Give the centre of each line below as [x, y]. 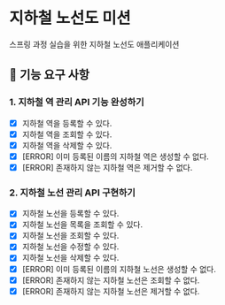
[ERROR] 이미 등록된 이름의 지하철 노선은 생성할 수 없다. [119, 269]
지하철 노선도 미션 [70, 18]
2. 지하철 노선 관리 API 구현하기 [72, 193]
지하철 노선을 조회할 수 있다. [70, 236]
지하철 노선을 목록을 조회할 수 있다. [82, 225]
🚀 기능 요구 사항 [50, 75]
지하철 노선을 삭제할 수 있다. [70, 258]
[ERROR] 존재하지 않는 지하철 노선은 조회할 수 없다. [111, 280]
